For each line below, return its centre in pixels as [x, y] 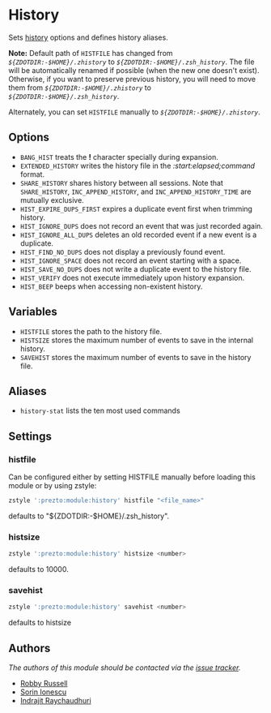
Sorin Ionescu [43, 692]
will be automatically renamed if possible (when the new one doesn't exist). [134, 70]
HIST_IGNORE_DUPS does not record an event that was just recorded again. [141, 225]
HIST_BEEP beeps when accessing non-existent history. [111, 286]
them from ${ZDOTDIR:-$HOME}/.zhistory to [80, 88]
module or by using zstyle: [53, 486]
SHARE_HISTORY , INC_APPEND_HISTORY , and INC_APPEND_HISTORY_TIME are [135, 191]
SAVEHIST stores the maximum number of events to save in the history [135, 357]
